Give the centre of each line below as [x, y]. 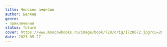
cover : [12, 32]
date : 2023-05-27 [23, 37]
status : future [21, 28]
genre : [12, 19]
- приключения [20, 23]
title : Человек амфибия [30, 10]
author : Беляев [21, 14]
